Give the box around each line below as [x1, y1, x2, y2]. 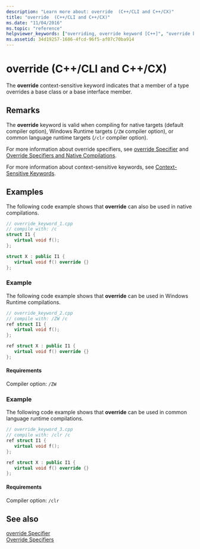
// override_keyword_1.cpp [6, 221, 73, 227]
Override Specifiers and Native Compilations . [6, 151, 117, 159]
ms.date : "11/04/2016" [6, 20, 62, 26]
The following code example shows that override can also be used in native [6, 203, 192, 210]
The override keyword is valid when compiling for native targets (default [6, 121, 184, 128]
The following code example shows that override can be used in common [6, 409, 187, 416]
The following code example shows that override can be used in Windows [6, 292, 189, 299]
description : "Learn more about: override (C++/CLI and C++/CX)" [6, 8, 174, 15]
